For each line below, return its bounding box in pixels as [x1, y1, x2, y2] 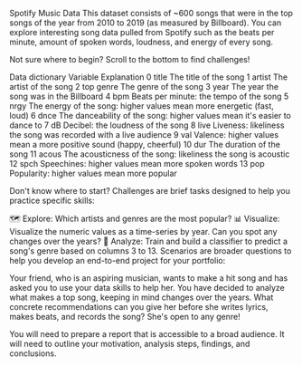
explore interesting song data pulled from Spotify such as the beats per [9, 27, 275, 37]
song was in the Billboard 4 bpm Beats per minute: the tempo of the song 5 [9, 91, 289, 101]
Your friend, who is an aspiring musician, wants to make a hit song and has [9, 273, 288, 284]
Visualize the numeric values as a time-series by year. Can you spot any [9, 226, 278, 236]
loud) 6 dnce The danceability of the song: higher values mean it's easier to [9, 111, 292, 120]
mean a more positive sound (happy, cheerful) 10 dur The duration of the [9, 140, 280, 149]
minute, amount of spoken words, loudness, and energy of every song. [9, 36, 274, 47]
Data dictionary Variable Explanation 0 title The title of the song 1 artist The [9, 72, 288, 82]
